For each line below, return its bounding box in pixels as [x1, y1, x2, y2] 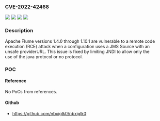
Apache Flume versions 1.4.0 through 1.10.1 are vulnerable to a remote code [5, 38, 155, 44]
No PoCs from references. [5, 88, 57, 94]
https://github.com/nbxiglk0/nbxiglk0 [12, 110, 86, 116]
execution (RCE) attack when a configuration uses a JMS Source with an [5, 43, 150, 49]
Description [5, 27, 33, 34]
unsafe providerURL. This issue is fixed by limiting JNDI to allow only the [5, 49, 150, 54]
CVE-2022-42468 [5, 3, 49, 10]
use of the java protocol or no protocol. [5, 53, 83, 59]
